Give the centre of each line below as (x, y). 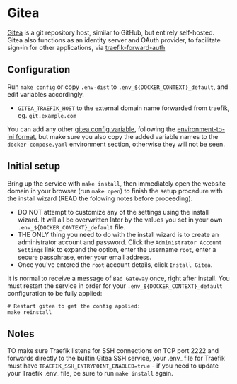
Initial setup (34, 166)
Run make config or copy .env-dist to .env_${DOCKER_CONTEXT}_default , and (118, 87)
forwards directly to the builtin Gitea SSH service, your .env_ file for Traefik (116, 359)
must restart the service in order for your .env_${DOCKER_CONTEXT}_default (115, 286)
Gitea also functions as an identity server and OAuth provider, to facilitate (114, 40)
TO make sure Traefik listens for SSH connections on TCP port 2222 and (113, 351)
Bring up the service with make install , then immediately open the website (117, 183)
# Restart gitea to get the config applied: (74, 306)
